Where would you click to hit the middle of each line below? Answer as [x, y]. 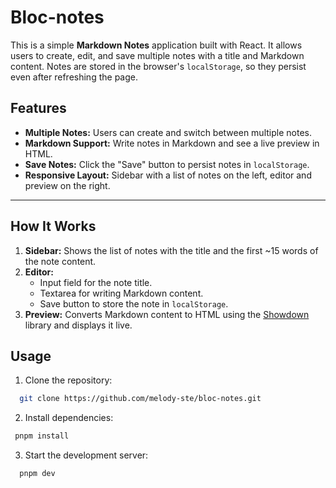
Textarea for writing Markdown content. [121, 293]
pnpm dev [37, 474]
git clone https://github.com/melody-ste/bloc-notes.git [140, 399]
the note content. [60, 261]
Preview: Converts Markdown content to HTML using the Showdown [167, 314]
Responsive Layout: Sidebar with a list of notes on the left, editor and [168, 175]
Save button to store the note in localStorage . [134, 303]
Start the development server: [86, 455]
